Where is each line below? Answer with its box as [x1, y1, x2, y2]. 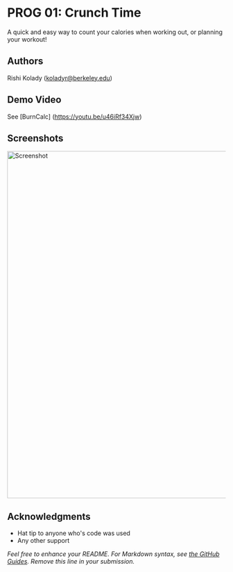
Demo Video [7, 94, 62, 106]
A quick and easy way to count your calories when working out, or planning [7, 28, 223, 36]
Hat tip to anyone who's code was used [17, 529, 130, 537]
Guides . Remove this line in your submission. [7, 557, 135, 566]
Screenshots [7, 132, 64, 144]
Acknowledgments [7, 510, 92, 522]
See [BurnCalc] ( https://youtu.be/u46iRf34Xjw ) [7, 112, 142, 121]
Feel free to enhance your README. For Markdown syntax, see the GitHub [7, 550, 220, 558]
